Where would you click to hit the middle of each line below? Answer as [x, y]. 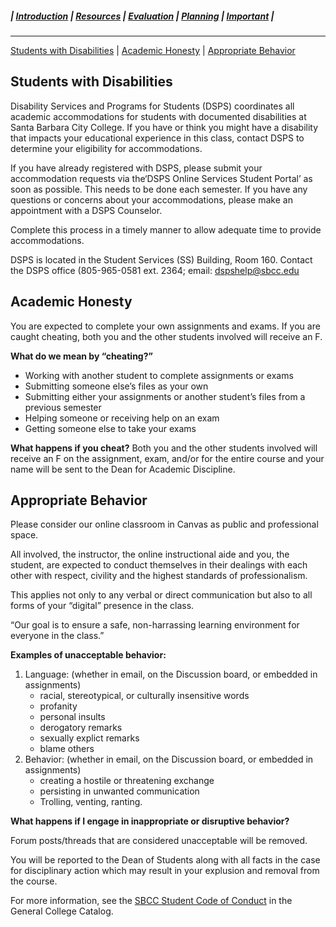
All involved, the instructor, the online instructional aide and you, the [150, 554]
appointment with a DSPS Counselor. [86, 210]
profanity [58, 706]
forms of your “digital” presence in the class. [102, 606]
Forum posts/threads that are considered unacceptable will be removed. [159, 841]
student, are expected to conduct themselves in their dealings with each [159, 565]
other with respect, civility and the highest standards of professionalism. [159, 576]
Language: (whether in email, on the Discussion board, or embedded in [171, 674]
